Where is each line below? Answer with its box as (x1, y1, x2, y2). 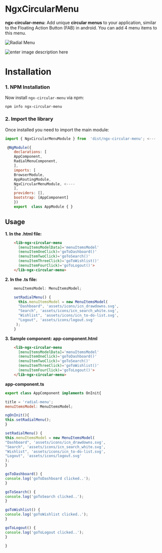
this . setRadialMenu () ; (5, 417, 51, 422)
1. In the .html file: (5, 231, 42, 237)
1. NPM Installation (5, 84, 50, 91)
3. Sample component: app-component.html (5, 336, 98, 341)
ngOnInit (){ (5, 413, 29, 418)
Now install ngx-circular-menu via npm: (5, 95, 84, 101)
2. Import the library (5, 116, 54, 122)
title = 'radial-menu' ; (5, 399, 54, 405)
